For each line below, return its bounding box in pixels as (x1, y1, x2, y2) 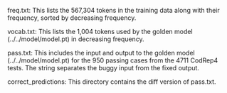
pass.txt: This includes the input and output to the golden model (7, 49, 195, 57)
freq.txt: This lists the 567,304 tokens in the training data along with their (7, 6, 220, 14)
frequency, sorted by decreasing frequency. (7, 13, 137, 22)
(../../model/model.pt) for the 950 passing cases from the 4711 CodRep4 (7, 56, 218, 65)
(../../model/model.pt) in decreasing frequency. (7, 35, 144, 43)
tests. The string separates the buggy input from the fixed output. (7, 64, 199, 72)
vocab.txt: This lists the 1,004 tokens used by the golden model (7, 28, 194, 35)
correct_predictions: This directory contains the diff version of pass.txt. (7, 77, 216, 86)
